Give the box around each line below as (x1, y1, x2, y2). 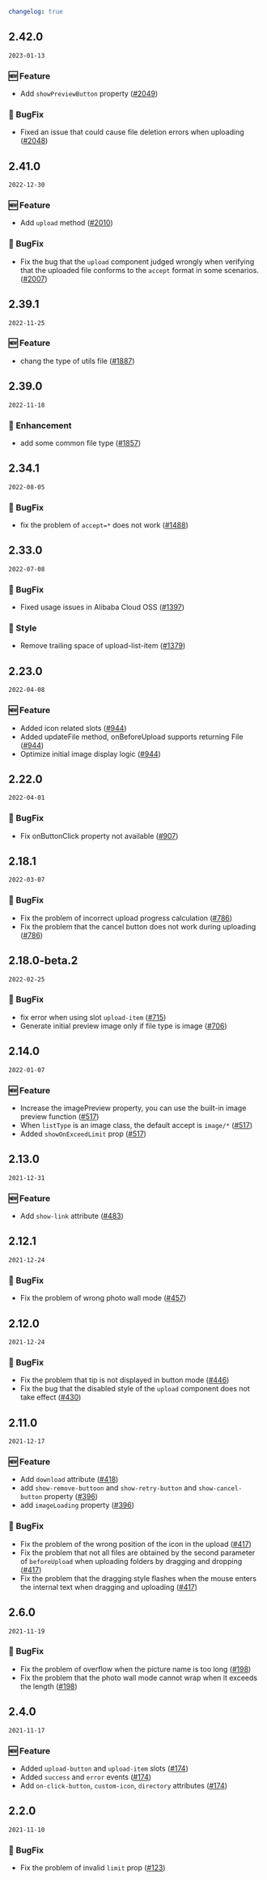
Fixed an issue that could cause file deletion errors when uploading (19, 127, 244, 137)
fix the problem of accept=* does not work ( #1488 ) (19, 520, 189, 530)
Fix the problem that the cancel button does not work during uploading (19, 921, 256, 931)
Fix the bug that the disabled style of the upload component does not (19, 1384, 251, 1394)
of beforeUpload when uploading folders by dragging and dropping (19, 1556, 243, 1566)
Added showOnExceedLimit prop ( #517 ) (19, 1129, 147, 1139)
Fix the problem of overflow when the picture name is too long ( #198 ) (19, 1664, 252, 1673)
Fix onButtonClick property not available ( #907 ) (19, 831, 179, 840)
